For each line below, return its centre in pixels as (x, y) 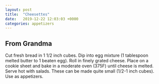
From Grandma (28, 43)
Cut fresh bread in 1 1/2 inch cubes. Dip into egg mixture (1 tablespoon (77, 55)
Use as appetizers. (24, 77)
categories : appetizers (30, 23)
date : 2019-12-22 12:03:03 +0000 (42, 19)
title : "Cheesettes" (27, 14)
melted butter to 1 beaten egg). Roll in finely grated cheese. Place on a (77, 61)
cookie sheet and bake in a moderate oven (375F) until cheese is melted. (79, 66)
